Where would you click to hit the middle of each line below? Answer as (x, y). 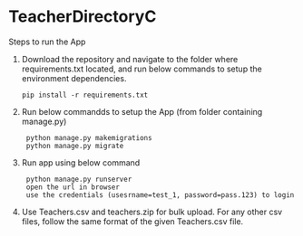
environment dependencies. (74, 78)
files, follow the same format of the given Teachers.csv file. (132, 221)
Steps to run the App (47, 42)
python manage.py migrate (75, 146)
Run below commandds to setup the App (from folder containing (142, 111)
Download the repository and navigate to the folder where (130, 59)
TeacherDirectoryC (83, 17)
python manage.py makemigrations (89, 137)
